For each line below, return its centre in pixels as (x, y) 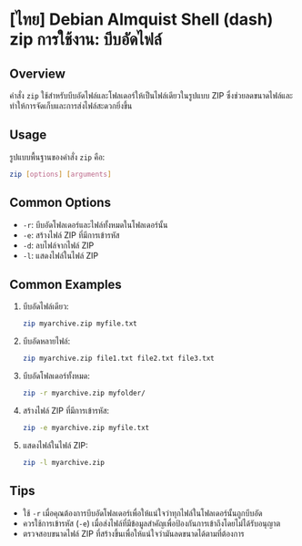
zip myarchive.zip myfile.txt (80, 324)
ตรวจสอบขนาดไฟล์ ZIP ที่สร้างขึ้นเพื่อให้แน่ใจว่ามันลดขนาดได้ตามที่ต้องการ (133, 533)
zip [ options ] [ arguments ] (60, 174)
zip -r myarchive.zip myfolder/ (84, 393)
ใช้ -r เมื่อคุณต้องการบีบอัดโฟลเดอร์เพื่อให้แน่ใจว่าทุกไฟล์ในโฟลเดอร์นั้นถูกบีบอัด (142, 513)
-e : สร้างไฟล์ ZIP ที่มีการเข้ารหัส (71, 235)
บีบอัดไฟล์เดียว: (46, 306)
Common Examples (66, 284)
